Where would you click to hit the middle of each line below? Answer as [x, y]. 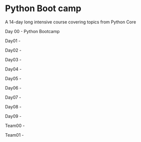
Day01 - [13, 41]
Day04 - [13, 69]
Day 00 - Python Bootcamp [32, 31]
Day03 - [13, 59]
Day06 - [13, 88]
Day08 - [13, 106]
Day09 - [13, 116]
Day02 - [13, 50]
